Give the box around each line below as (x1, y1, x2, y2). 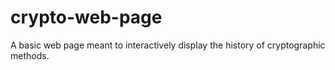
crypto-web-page (10, 6, 163, 29)
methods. (10, 49, 50, 61)
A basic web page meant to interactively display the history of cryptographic (10, 39, 326, 51)
